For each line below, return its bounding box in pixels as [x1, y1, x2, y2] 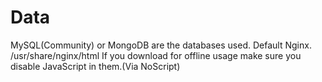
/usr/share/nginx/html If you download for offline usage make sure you [10, 49, 302, 61]
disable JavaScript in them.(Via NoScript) [10, 60, 181, 72]
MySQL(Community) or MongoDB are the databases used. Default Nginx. [10, 39, 312, 51]
